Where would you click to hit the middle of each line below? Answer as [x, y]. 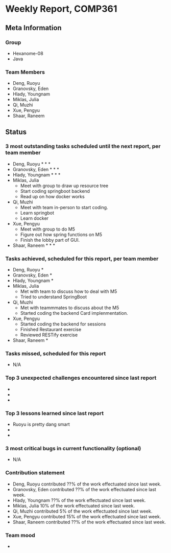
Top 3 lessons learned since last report [55, 413]
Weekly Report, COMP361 [61, 9]
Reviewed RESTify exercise [49, 335]
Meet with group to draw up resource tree [64, 186]
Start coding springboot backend [55, 191]
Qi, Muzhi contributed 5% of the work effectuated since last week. [82, 511]
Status [16, 132]
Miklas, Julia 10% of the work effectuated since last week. [74, 505]
